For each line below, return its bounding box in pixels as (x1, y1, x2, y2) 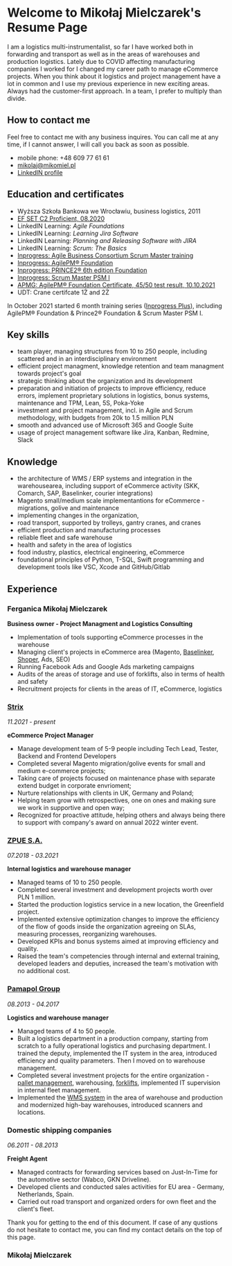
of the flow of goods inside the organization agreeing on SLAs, (17, 922, 196, 931)
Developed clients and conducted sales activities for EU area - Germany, (17, 1183, 225, 1191)
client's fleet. (17, 1205, 55, 1213)
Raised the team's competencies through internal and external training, (17, 952, 220, 961)
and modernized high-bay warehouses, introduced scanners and (17, 1100, 203, 1108)
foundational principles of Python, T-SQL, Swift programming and (17, 555, 204, 564)
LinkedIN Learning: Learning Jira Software (17, 229, 139, 237)
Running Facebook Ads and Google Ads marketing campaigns (17, 662, 195, 670)
